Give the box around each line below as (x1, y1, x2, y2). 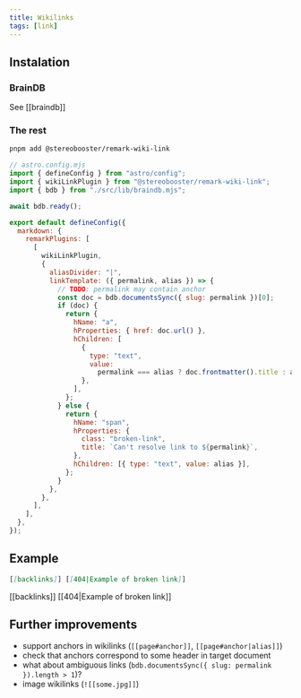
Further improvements (9, 617, 137, 633)
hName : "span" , (73, 418, 130, 427)
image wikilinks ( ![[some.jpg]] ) (21, 678, 140, 690)
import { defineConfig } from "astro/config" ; (9, 169, 186, 178)
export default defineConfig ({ (9, 218, 126, 227)
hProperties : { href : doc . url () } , (73, 326, 206, 336)
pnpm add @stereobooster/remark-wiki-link (9, 144, 170, 153)
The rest (9, 125, 47, 137)
